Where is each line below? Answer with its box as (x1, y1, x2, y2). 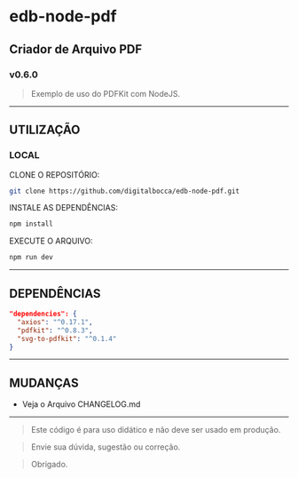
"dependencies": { (9, 309, 77, 318)
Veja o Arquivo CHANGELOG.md (21, 399, 141, 410)
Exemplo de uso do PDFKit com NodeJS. (30, 88, 180, 99)
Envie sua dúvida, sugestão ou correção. (30, 442, 181, 452)
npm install (9, 219, 53, 228)
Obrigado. (30, 459, 68, 470)
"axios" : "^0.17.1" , (17, 317, 93, 326)
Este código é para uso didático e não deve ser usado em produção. (30, 425, 281, 435)
